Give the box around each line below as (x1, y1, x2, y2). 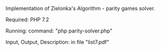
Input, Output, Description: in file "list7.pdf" (5, 39, 110, 45)
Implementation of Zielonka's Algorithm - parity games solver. (5, 5, 155, 12)
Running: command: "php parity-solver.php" (5, 27, 113, 34)
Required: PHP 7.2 (5, 16, 49, 23)
